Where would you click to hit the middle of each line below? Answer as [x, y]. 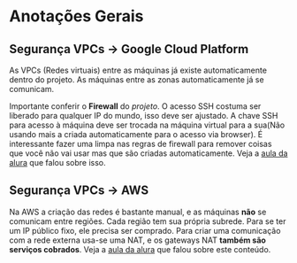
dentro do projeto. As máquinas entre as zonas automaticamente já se [137, 80]
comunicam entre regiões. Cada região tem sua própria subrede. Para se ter [148, 221]
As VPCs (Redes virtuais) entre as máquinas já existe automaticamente [138, 70]
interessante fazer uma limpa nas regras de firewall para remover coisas [141, 144]
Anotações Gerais [76, 16]
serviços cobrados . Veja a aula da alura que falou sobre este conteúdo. [140, 249]
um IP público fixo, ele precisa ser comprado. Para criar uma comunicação [145, 230]
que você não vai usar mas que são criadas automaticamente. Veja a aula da [148, 153]
